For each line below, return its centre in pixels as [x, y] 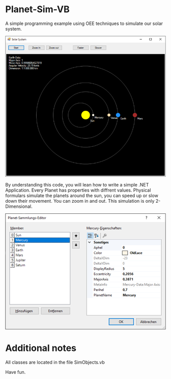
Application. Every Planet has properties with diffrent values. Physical [78, 190]
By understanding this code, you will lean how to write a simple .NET [77, 184]
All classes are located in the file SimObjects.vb [55, 362]
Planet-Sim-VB [37, 9]
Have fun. [16, 372]
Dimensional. [19, 206]
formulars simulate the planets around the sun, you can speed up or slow [82, 195]
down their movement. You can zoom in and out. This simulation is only [80, 201]
